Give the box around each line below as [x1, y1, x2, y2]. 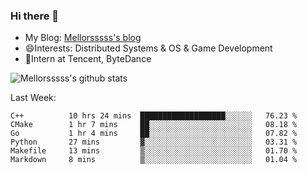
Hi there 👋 [10, 9, 60, 23]
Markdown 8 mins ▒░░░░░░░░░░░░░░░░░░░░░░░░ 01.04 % [10, 155, 298, 165]
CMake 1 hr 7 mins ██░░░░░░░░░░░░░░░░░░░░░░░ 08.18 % [10, 120, 298, 130]
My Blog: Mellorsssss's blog [24, 32, 142, 44]
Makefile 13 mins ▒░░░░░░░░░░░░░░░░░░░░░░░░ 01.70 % [10, 146, 298, 156]
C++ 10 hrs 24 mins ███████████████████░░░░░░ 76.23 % [10, 111, 298, 121]
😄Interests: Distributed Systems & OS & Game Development [24, 42, 273, 54]
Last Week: [10, 92, 57, 104]
